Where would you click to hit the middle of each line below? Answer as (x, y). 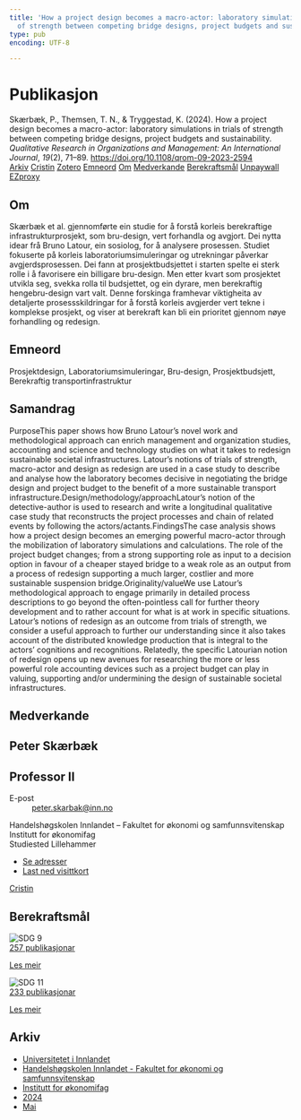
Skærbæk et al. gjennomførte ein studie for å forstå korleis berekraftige (141, 226)
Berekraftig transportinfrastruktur (71, 381)
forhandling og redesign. (55, 322)
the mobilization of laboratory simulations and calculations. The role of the (146, 545)
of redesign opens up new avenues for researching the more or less (134, 659)
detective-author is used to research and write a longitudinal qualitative (141, 506)
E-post (21, 798)
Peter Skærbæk (54, 746)
